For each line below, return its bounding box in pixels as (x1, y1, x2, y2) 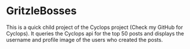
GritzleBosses (6, 4, 77, 18)
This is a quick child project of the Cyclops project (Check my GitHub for (6, 24, 183, 31)
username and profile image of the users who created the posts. (6, 36, 163, 43)
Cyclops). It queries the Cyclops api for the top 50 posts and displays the (6, 30, 185, 37)
